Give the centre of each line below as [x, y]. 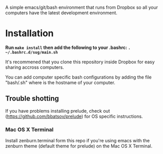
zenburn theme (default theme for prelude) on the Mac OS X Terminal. [79, 146]
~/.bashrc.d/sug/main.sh [32, 52]
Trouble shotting [32, 99]
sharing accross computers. [35, 67]
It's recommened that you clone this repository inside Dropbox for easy [80, 62]
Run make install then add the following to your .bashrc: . [68, 47]
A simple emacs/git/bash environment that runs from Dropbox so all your [81, 7]
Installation [30, 33]
